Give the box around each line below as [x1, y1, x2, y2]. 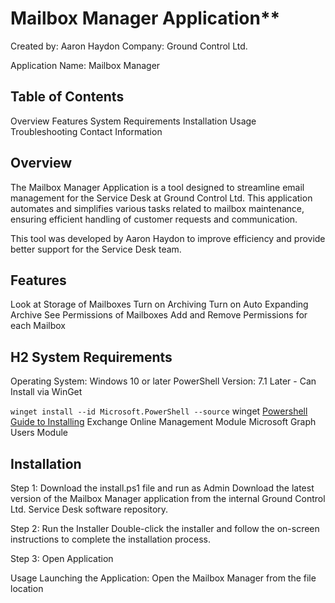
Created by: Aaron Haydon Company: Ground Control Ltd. [10, 40, 248, 52]
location [10, 583, 44, 594]
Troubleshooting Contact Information [10, 125, 163, 137]
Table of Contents [10, 88, 125, 106]
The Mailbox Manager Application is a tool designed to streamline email [10, 181, 305, 193]
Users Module [10, 427, 69, 439]
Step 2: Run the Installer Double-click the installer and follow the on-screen [10, 523, 320, 534]
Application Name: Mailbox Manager [10, 59, 161, 71]
